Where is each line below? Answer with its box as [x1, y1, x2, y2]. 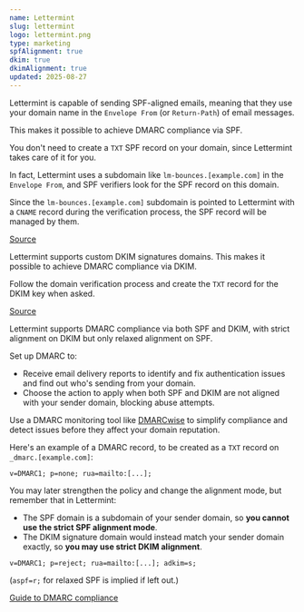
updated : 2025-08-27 [9, 73, 88, 82]
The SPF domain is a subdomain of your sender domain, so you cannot [22, 512, 290, 523]
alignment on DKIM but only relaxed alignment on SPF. [9, 332, 213, 343]
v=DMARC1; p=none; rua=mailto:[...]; [9, 469, 152, 478]
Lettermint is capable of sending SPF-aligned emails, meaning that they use [9, 97, 293, 108]
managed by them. [9, 215, 80, 227]
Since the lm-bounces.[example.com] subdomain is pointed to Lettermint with [9, 196, 295, 207]
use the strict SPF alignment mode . [22, 521, 158, 532]
